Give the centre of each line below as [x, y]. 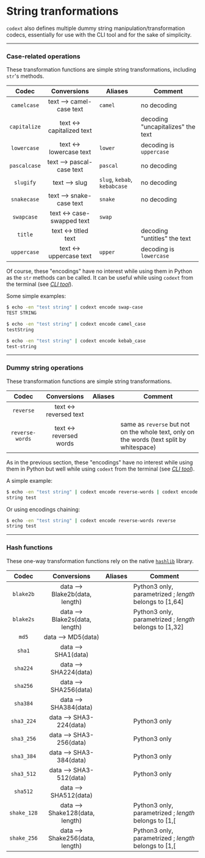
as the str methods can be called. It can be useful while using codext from [100, 278]
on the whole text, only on [157, 431]
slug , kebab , [116, 180]
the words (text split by [153, 439]
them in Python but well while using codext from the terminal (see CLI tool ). [101, 469]
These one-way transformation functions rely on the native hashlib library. [100, 561]
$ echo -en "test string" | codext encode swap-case [75, 307]
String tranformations [63, 11]
